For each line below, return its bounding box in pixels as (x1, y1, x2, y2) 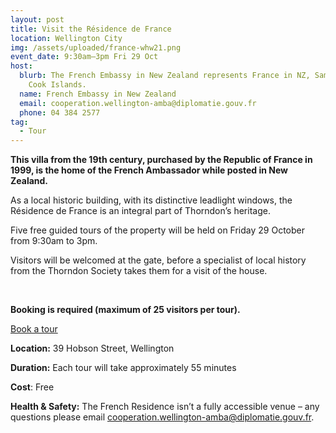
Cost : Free (10, 381, 55, 393)
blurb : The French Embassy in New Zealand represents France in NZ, (19, 71, 311, 81)
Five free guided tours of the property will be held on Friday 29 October (10, 224, 305, 236)
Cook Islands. (28, 80, 87, 90)
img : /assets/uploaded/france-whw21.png (10, 42, 182, 53)
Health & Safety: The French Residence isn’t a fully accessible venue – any (10, 401, 320, 413)
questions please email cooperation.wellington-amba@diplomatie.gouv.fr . (10, 411, 315, 423)
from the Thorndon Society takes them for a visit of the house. (10, 265, 268, 277)
